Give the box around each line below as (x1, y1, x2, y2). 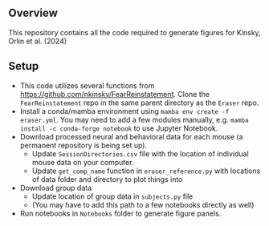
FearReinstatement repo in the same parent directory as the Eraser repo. (19, 98, 259, 107)
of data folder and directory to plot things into (31, 174, 183, 184)
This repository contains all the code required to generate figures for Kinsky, (8, 27, 261, 37)
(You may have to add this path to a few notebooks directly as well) (31, 200, 255, 209)
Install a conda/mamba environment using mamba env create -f (19, 106, 230, 115)
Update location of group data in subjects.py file (31, 192, 194, 201)
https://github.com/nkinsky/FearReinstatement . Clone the (19, 89, 210, 99)
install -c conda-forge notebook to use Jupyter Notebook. (19, 123, 218, 133)
